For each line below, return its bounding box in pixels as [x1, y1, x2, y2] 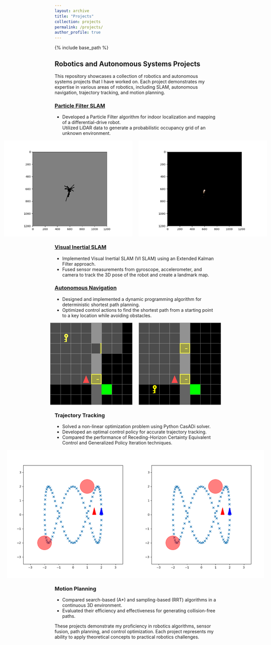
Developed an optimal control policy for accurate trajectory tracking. [62, 429, 207, 435]
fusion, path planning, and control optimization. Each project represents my [54, 629, 214, 635]
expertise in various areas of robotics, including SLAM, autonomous [54, 84, 198, 90]
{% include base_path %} [54, 45, 109, 51]
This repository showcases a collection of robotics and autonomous [54, 73, 198, 79]
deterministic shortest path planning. [62, 301, 140, 308]
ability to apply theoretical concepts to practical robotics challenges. [54, 634, 200, 640]
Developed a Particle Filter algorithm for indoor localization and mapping [62, 114, 216, 120]
